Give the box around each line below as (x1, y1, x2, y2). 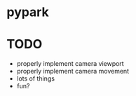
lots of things (16, 74, 55, 83)
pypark (6, 4, 50, 20)
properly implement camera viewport (16, 60, 124, 68)
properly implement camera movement (16, 67, 130, 76)
